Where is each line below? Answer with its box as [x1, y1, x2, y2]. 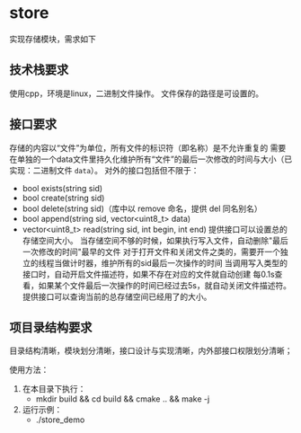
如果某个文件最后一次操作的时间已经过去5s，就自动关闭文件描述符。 [38, 279, 292, 290]
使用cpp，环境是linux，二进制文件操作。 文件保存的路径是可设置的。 [9, 88, 264, 99]
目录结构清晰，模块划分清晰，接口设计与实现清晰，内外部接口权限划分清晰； [9, 345, 293, 357]
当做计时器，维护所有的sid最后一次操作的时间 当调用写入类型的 [53, 257, 288, 268]
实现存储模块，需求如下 [9, 33, 96, 44]
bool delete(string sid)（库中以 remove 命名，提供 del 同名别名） [22, 203, 262, 214]
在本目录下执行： [22, 384, 86, 394]
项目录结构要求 [9, 320, 93, 335]
